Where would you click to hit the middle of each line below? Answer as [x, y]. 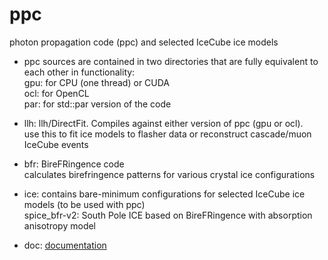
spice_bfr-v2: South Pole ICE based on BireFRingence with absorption [168, 215]
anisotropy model [60, 225]
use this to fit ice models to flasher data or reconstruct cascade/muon [167, 134]
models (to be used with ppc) [84, 204]
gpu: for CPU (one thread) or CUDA [97, 82]
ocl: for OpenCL [56, 93]
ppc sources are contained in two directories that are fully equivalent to [171, 61]
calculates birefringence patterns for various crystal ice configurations [169, 174]
